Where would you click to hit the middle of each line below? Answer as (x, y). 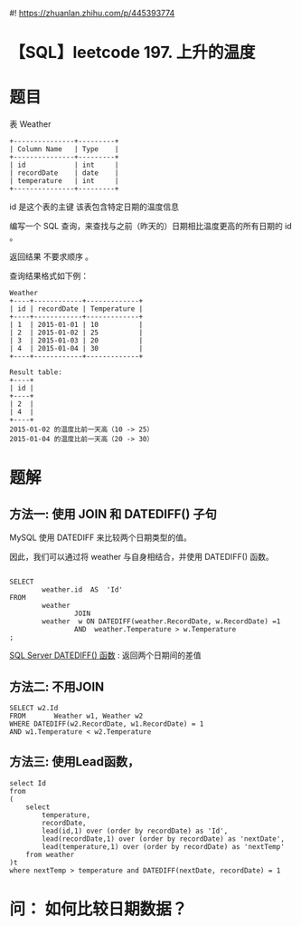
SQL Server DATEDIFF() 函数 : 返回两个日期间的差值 (105, 655)
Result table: (36, 372)
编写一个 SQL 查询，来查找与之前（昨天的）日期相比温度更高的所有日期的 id (150, 227)
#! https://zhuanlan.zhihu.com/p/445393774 (92, 13)
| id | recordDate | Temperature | (76, 309)
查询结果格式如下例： (49, 276)
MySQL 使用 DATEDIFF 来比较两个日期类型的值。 (100, 537)
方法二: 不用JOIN (57, 686)
